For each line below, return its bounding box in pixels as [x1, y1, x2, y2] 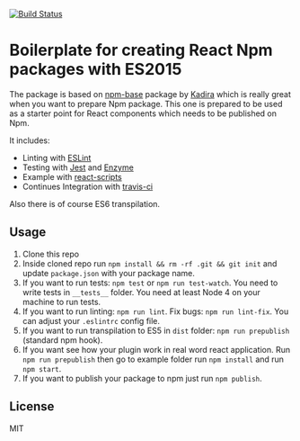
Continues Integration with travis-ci [22, 181, 154, 192]
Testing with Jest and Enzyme [22, 162, 135, 173]
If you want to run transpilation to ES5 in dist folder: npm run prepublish [22, 325, 290, 336]
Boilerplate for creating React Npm [9, 40, 273, 60]
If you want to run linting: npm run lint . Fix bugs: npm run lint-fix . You [22, 306, 289, 317]
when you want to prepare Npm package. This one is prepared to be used [9, 98, 283, 109]
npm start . [22, 363, 62, 373]
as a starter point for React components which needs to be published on [9, 108, 277, 119]
